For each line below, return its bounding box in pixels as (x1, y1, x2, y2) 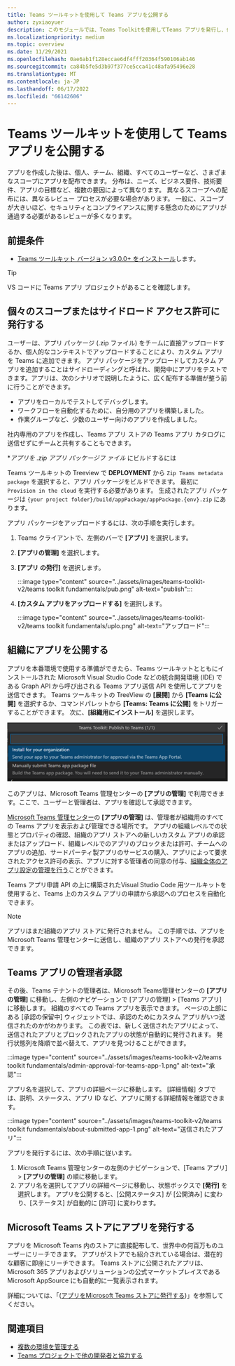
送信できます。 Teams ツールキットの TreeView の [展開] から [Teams (7, 690, 208, 698)
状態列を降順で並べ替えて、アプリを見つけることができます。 (13, 1039, 190, 1047)
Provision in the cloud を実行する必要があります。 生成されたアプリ (7, 486, 208, 494)
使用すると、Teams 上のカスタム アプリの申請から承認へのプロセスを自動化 (7, 889, 226, 898)
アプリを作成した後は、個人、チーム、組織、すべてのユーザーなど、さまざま (7, 168, 227, 177)
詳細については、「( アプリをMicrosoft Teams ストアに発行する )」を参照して (7, 1292, 224, 1300)
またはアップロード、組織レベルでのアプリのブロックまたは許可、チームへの (7, 839, 228, 847)
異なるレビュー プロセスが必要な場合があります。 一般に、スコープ (31, 194, 225, 203)
